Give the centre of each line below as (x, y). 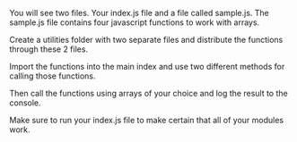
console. (26, 103)
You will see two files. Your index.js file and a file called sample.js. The (139, 13)
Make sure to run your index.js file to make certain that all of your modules (147, 120)
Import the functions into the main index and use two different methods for (147, 67)
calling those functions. (52, 76)
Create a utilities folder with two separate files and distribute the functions (146, 40)
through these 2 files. (48, 49)
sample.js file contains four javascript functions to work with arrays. (135, 22)
